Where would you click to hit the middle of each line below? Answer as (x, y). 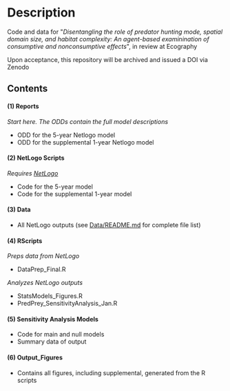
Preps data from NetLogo (43, 256)
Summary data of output (52, 341)
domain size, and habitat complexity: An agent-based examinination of (108, 39)
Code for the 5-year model (55, 187)
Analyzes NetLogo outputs (45, 283)
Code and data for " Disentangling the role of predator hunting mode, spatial (115, 32)
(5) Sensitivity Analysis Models (53, 319)
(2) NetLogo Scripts (36, 158)
